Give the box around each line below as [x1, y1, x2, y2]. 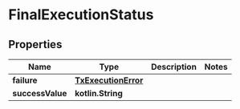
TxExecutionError [75, 75, 144, 86]
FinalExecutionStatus [8, 6, 154, 24]
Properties [8, 38, 63, 51]
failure [12, 75, 38, 86]
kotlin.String [75, 88, 123, 99]
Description [151, 62, 197, 72]
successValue [12, 88, 67, 99]
